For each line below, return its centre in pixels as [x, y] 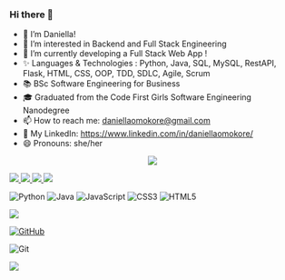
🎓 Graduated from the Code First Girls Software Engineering [137, 97]
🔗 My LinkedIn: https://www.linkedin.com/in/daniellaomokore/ [138, 134]
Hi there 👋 [32, 15]
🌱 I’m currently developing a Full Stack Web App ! [115, 54]
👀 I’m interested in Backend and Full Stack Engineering [124, 44]
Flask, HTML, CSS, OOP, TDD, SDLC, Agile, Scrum [116, 74]
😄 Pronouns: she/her [62, 144]
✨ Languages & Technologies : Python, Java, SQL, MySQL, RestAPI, [149, 64]
